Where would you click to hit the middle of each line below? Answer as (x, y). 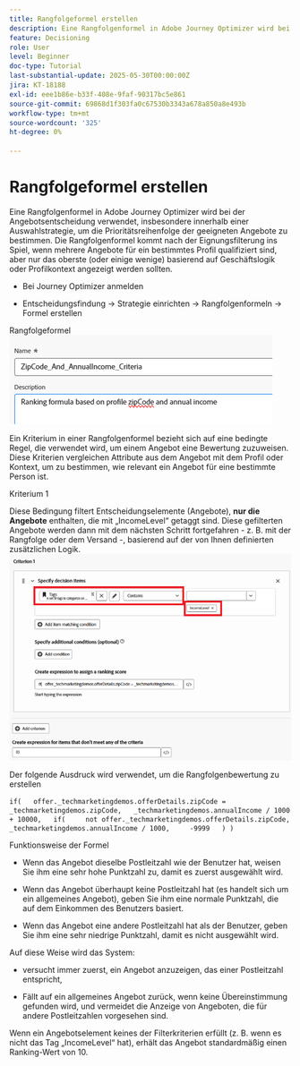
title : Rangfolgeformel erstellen (74, 19)
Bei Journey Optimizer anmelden (83, 286)
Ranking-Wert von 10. (49, 1052)
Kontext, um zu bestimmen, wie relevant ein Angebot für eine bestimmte (142, 466)
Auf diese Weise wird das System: (73, 952)
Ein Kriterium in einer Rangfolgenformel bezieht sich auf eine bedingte (139, 438)
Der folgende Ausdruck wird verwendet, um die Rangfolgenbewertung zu (145, 774)
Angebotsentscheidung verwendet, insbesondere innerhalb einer (129, 221)
